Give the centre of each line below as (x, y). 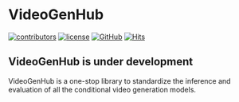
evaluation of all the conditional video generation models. (102, 89)
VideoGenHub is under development (101, 62)
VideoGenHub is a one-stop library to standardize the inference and (119, 80)
